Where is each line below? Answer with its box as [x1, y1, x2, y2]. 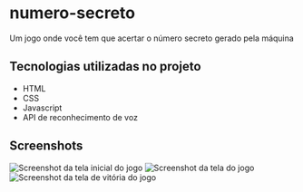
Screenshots [9, 139, 83, 154]
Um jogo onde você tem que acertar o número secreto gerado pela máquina [9, 33, 295, 43]
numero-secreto [9, 3, 136, 24]
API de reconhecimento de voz [22, 111, 139, 122]
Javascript [22, 102, 63, 113]
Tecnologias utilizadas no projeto [9, 59, 201, 74]
